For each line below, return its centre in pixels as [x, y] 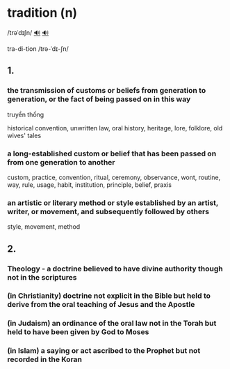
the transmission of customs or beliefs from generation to [107, 91]
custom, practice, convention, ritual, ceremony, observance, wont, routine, [114, 177]
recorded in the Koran [44, 359]
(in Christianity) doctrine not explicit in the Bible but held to [109, 296]
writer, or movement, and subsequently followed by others [108, 211]
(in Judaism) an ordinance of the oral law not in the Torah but [112, 324]
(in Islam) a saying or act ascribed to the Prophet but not [104, 351]
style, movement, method [44, 227]
